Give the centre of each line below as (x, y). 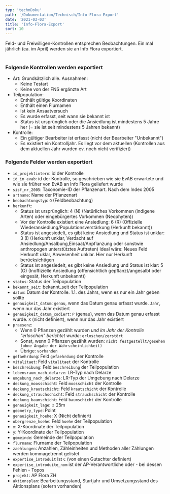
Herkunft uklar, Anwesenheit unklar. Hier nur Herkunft (76, 254)
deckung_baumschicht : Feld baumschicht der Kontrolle (67, 399)
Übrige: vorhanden (39, 351)
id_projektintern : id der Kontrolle (48, 173)
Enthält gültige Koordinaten (48, 100)
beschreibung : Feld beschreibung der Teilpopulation (66, 367)
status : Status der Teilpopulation (47, 281)
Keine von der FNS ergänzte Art (54, 89)
